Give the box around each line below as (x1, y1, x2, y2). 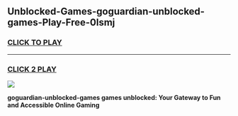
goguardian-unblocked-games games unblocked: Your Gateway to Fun (7, 93, 221, 101)
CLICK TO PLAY (7, 38, 62, 48)
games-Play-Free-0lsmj (7, 17, 115, 29)
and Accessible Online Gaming (7, 101, 100, 109)
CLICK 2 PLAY (7, 64, 57, 74)
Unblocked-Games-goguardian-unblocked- (7, 6, 205, 18)
